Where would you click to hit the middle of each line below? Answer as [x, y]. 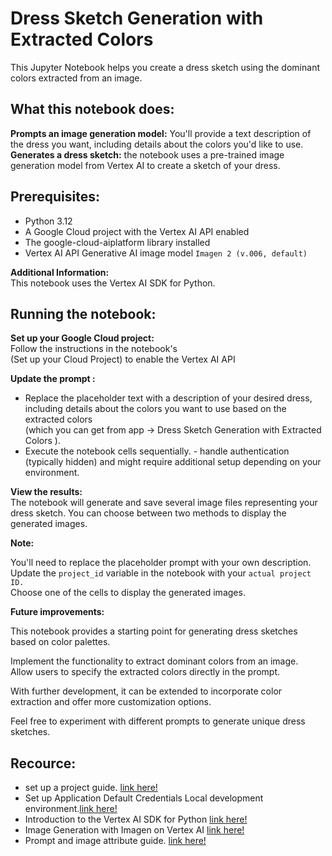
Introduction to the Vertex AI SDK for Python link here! [136, 819]
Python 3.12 [48, 221]
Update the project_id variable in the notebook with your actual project [161, 573]
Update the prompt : [53, 379]
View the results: [46, 492]
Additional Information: [60, 272]
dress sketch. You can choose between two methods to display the [148, 513]
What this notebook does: [92, 109]
